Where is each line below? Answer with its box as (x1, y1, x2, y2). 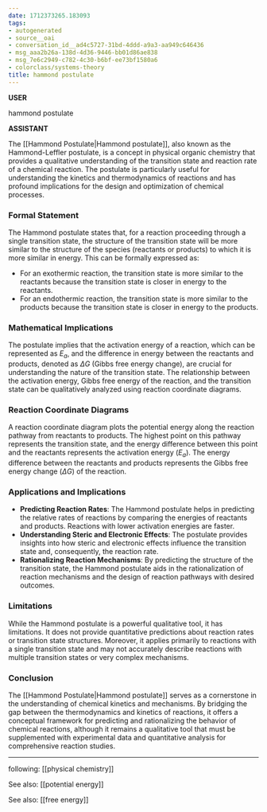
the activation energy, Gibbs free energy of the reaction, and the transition (8, 376, 252, 386)
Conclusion (8, 672, 54, 683)
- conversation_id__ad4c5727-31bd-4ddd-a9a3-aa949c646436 (8, 41, 204, 49)
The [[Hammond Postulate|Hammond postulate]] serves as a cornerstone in (8, 690, 257, 700)
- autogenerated (8, 26, 62, 34)
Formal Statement (8, 209, 79, 221)
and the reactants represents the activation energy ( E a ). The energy (8, 447, 230, 459)
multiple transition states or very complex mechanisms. (8, 652, 189, 662)
